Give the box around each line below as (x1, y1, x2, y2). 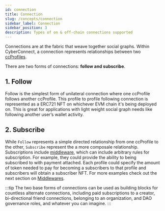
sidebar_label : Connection (5, 21, 60, 26)
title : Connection (5, 12, 43, 17)
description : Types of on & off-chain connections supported (5, 30, 133, 35)
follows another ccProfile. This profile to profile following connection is (5, 96, 148, 102)
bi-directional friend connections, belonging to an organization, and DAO (5, 195, 152, 201)
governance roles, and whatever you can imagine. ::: (5, 200, 111, 206)
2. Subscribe (5, 126, 45, 134)
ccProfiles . (5, 54, 27, 59)
